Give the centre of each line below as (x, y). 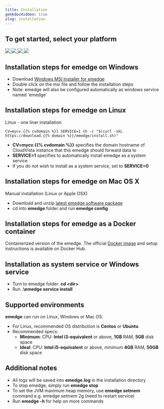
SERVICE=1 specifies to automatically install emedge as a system (79, 155)
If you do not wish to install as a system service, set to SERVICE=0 (80, 166)
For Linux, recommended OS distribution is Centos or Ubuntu (75, 326)
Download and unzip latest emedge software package (67, 203)
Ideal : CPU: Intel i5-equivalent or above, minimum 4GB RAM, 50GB (89, 348)
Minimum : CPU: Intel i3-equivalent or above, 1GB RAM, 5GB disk (87, 337)
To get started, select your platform (61, 39)
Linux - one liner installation (33, 122)
